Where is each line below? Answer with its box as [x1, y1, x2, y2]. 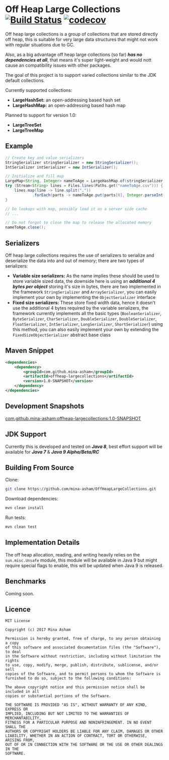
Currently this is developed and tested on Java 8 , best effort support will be [5, 443, 162, 449]
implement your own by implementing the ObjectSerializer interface [12, 294, 156, 300]
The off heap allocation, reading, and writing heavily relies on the [5, 551, 140, 558]
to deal [5, 649, 22, 654]
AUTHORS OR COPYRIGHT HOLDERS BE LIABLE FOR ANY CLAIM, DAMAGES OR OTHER [5, 729, 163, 734]
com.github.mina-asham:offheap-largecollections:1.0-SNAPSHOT [5, 415, 141, 421]
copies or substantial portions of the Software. [5, 693, 112, 699]
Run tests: [5, 515, 26, 521]
